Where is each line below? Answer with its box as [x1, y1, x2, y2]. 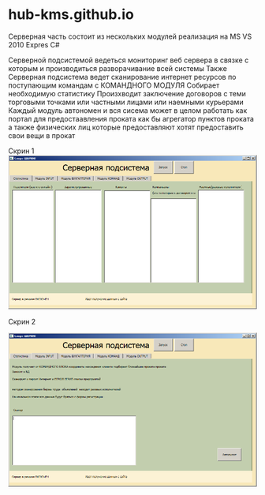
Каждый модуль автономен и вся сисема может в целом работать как [8, 105, 248, 115]
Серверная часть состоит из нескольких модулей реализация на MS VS [8, 32, 252, 41]
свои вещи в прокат [8, 130, 76, 140]
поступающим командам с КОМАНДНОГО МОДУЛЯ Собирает [8, 81, 220, 90]
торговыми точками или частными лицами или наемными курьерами [8, 97, 244, 107]
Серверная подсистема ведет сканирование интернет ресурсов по [8, 72, 237, 81]
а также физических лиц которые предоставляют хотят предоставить [8, 122, 244, 132]
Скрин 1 [8, 146, 35, 156]
